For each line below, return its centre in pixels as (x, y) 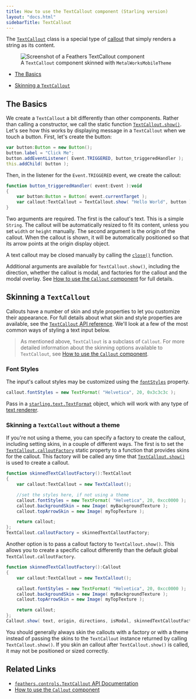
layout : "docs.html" (31, 17)
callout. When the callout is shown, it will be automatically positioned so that (98, 237)
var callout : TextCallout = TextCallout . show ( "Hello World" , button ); (105, 202)
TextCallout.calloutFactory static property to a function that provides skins (98, 450)
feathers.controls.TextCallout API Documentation (76, 683)
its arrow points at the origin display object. (58, 244)
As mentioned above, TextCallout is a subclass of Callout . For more (102, 341)
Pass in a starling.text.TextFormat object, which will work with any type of (97, 404)
